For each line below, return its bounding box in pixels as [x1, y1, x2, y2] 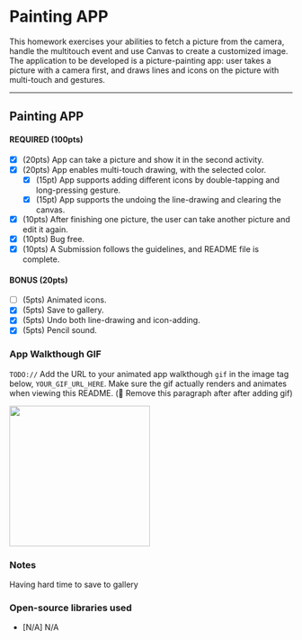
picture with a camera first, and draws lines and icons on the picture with [9, 65, 280, 76]
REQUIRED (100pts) [9, 133, 84, 145]
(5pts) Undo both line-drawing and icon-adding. [22, 315, 200, 326]
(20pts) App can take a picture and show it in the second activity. [22, 154, 264, 165]
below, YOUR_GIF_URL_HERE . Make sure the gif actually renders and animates [9, 378, 288, 389]
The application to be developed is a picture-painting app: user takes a [9, 55, 271, 66]
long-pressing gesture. [35, 185, 121, 195]
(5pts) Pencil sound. [22, 325, 97, 336]
